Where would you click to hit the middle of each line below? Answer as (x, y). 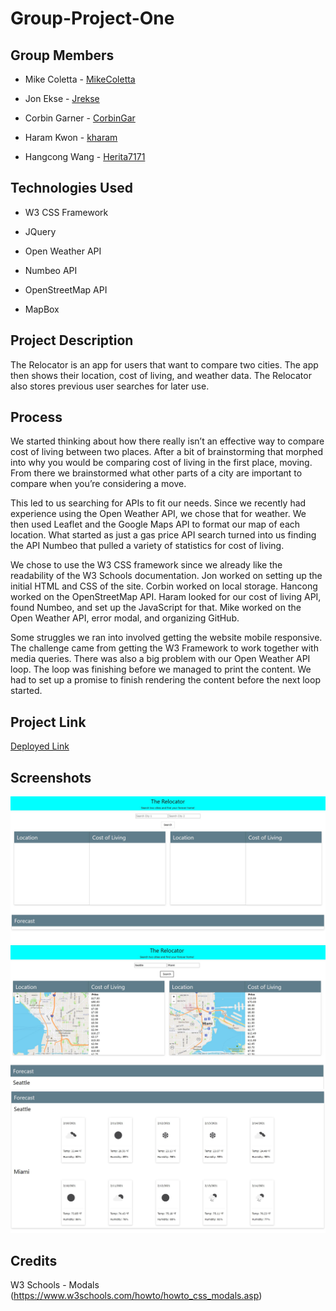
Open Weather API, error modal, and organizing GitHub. (125, 618)
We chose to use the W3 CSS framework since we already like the (146, 565)
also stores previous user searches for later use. (110, 386)
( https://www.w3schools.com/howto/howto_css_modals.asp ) (136, 1296)
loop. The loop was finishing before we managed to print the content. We (161, 669)
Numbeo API (51, 270)
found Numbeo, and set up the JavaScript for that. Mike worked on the (156, 608)
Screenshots (51, 777)
